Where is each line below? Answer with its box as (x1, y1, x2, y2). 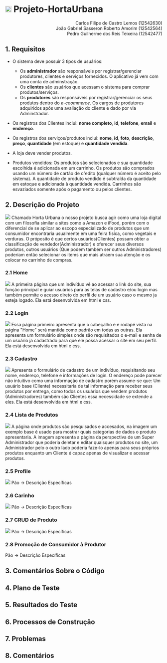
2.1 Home (5, 269, 28, 276)
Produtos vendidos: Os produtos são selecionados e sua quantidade (12, 160, 153, 166)
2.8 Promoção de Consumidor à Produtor (5, 541, 107, 548)
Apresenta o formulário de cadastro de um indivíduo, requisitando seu (11, 367, 156, 373)
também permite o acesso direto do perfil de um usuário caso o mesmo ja (5, 292, 157, 298)
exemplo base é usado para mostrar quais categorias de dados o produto (5, 429, 156, 435)
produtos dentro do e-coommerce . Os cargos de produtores (19, 100, 144, 106)
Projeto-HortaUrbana (13, 3, 104, 15)
